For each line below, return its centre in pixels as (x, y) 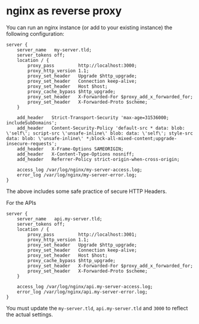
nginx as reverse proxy (64, 11)
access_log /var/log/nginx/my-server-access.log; (80, 170)
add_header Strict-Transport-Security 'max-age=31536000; (93, 117)
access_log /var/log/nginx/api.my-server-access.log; (85, 286)
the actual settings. (30, 314)
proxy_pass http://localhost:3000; (82, 66)
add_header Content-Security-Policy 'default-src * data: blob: (101, 128)
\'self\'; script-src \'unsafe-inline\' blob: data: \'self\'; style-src (100, 133)
